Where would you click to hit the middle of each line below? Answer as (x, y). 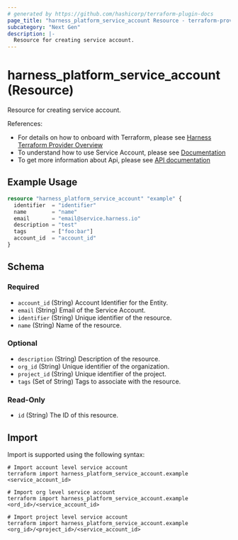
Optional (22, 343)
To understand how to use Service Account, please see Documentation (121, 152)
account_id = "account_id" (55, 238)
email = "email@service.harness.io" (77, 218)
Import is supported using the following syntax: (76, 454)
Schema (26, 267)
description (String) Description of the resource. (89, 359)
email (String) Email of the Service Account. (81, 310)
